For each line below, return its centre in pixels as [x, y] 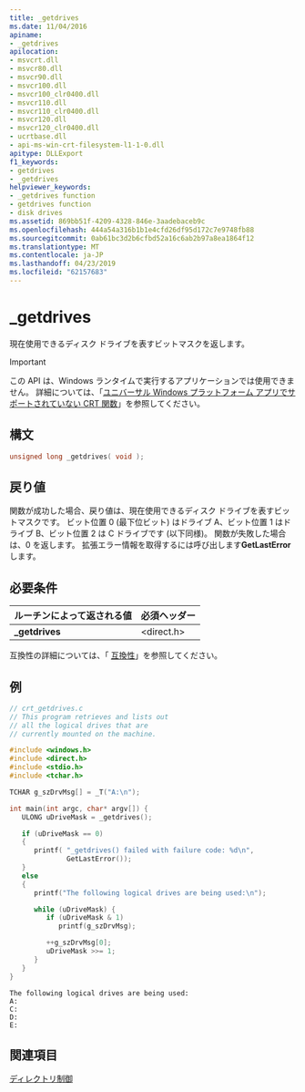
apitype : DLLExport [46, 153]
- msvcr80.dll [36, 69]
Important [28, 362]
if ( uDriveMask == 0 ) [62, 834]
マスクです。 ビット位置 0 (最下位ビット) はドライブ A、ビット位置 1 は [150, 522]
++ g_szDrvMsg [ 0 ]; [79, 943]
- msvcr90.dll [36, 77]
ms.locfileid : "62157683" [58, 273]
